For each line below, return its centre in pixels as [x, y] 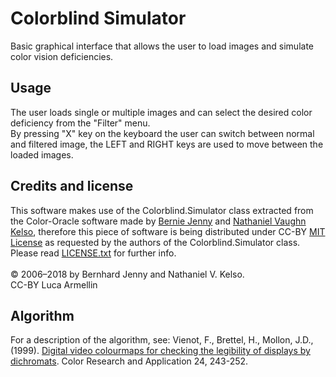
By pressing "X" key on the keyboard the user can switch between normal [162, 133]
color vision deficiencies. [62, 56]
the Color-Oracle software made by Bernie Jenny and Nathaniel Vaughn [158, 221]
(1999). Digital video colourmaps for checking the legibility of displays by [160, 351]
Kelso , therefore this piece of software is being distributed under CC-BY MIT [168, 231]
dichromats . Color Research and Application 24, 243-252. [129, 361]
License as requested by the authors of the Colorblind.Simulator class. [155, 242]
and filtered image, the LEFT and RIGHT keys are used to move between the [167, 144]
